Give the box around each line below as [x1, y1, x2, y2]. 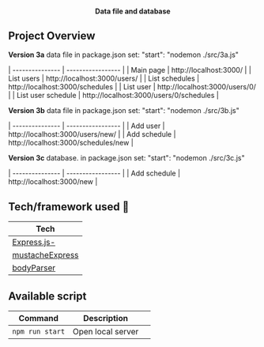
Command [18, 313, 59, 324]
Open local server [72, 326, 139, 338]
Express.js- [12, 237, 56, 248]
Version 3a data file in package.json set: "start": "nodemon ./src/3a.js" [8, 50, 239, 59]
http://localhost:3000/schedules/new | [8, 138, 134, 148]
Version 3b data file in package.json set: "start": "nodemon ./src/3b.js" [8, 106, 239, 115]
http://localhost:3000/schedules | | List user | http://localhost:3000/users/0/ [8, 82, 257, 92]
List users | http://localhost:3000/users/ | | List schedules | [8, 74, 200, 83]
